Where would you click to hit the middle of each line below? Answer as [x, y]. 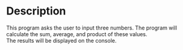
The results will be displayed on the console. [61, 40]
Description [36, 11]
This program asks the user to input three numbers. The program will [92, 28]
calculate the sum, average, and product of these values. [77, 34]
